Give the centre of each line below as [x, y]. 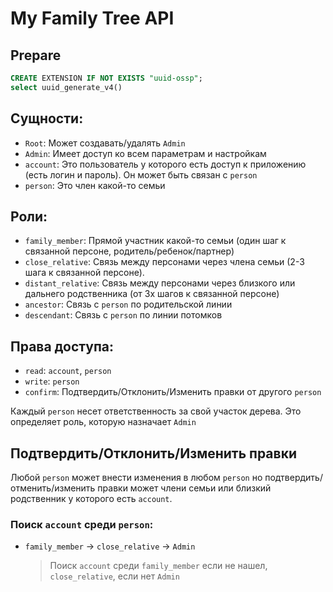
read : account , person [68, 371]
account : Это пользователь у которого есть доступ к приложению [165, 164]
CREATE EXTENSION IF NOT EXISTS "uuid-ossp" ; [106, 78]
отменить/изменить [53, 488]
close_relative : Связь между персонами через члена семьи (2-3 [164, 262]
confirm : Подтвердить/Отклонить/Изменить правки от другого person [173, 392]
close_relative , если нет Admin [114, 576]
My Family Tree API [92, 18]
